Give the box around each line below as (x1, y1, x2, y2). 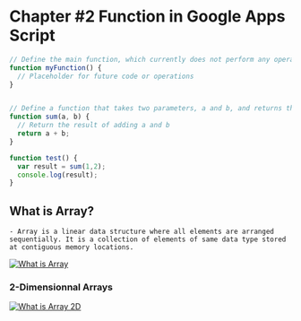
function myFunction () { (9, 63, 102, 73)
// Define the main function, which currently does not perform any (9, 55, 271, 64)
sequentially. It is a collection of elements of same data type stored (9, 235, 287, 244)
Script (9, 25, 56, 46)
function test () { (9, 153, 78, 162)
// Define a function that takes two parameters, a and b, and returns (9, 104, 282, 113)
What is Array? (9, 204, 95, 219)
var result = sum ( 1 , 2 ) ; (17, 161, 106, 171)
